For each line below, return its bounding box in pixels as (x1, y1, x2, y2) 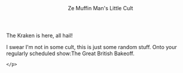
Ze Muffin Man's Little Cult (68, 5, 133, 11)
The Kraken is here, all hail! (6, 32, 73, 39)
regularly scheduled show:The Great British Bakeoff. (6, 50, 135, 57)
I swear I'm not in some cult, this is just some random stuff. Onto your (6, 44, 178, 50)
